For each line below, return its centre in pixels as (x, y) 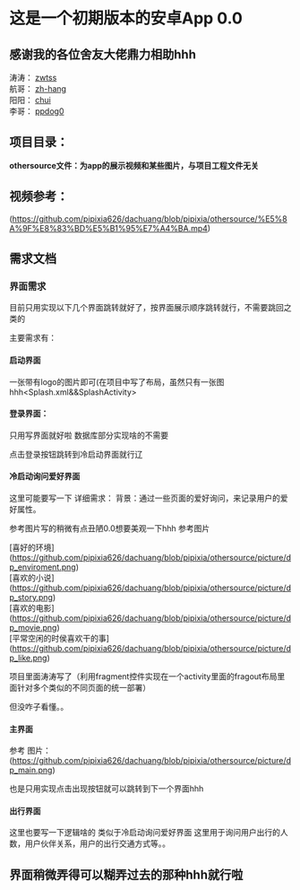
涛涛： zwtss (33, 78)
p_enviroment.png (43, 567)
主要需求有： (33, 338)
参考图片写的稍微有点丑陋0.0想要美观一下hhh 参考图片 (110, 528)
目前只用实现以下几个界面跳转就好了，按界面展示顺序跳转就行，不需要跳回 (146, 308)
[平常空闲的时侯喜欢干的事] (60, 638)
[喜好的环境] (32, 547)
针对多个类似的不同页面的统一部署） (83, 687)
